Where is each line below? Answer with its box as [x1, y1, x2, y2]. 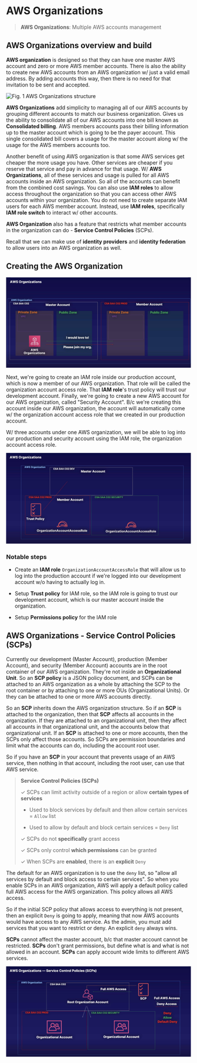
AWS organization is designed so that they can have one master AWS [6, 56, 175, 63]
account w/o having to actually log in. [14, 579, 106, 586]
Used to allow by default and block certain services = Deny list [29, 824, 179, 831]
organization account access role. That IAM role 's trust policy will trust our [6, 386, 186, 393]
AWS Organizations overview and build [6, 41, 152, 51]
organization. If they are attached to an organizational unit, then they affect [6, 717, 187, 724]
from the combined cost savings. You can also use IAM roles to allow [6, 184, 174, 191]
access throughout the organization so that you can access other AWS [6, 190, 177, 197]
